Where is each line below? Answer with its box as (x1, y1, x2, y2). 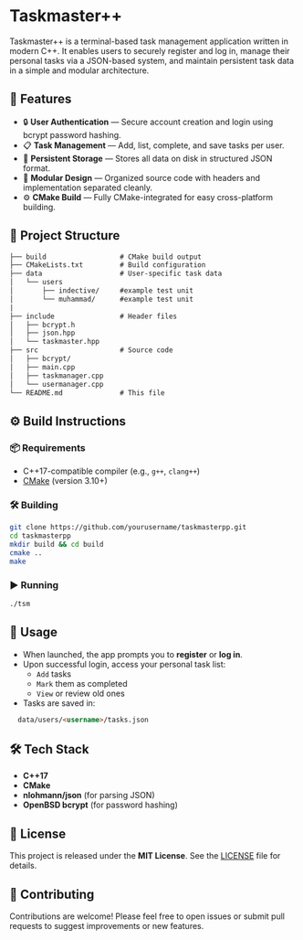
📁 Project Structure (9, 228, 120, 243)
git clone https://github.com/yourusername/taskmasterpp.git (9, 523, 247, 532)
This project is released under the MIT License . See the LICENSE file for (9, 850, 281, 861)
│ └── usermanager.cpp (9, 379, 104, 389)
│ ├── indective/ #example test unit (9, 286, 194, 295)
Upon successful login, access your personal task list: (22, 658, 226, 669)
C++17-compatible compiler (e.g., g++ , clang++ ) (22, 465, 201, 476)
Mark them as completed (36, 678, 128, 689)
